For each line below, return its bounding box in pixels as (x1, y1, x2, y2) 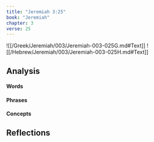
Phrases (6, 96, 28, 103)
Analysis (6, 66, 40, 76)
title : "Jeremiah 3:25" (6, 8, 66, 15)
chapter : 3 (6, 20, 34, 26)
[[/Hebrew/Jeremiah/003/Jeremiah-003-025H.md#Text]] (6, 49, 149, 56)
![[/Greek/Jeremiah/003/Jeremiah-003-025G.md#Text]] (6, 42, 146, 49)
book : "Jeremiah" (6, 14, 50, 20)
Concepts (6, 110, 31, 117)
